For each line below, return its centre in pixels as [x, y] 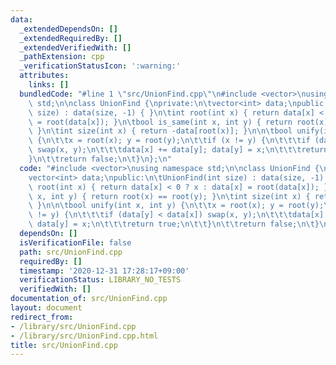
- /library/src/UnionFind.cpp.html [84, 336]
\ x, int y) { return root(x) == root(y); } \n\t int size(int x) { [169, 196]
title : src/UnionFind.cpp [64, 345]
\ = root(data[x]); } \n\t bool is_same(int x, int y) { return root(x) [178, 122]
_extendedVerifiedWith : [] [75, 47]
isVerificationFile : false [75, 242]
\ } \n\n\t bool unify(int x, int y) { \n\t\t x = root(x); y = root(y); [176, 206]
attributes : [44, 76]
